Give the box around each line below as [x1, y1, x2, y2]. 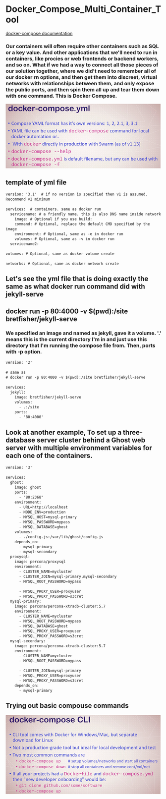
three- [122, 428, 143, 437]
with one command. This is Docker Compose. [5, 92, 117, 99]
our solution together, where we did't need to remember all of [5, 67, 157, 74]
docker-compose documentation [5, 30, 73, 36]
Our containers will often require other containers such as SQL [5, 43, 159, 50]
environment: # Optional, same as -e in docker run [14, 231, 123, 236]
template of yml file [5, 178, 67, 186]
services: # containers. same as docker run [5, 207, 101, 212]
